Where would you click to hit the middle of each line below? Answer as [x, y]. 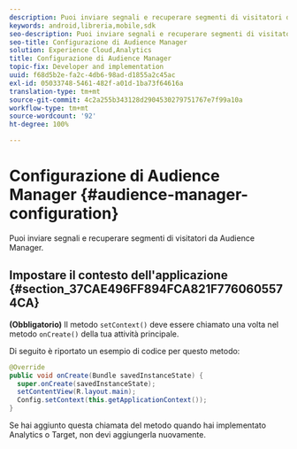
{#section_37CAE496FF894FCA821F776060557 [146, 289]
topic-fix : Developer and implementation [87, 67]
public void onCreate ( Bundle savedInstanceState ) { [106, 375]
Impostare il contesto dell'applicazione [118, 275]
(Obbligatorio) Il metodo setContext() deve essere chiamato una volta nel [144, 324]
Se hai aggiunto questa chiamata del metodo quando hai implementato [138, 425]
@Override [27, 367]
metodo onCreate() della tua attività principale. [94, 334]
